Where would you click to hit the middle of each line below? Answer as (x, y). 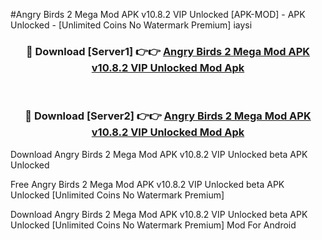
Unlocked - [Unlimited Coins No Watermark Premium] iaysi (131, 25)
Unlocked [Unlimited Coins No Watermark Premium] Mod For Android (153, 225)
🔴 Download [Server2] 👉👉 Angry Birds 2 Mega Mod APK (168, 116)
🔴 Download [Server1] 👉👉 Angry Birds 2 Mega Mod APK (168, 51)
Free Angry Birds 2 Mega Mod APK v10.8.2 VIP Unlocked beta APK (147, 184)
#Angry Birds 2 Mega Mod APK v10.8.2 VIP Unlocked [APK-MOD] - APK (158, 14)
